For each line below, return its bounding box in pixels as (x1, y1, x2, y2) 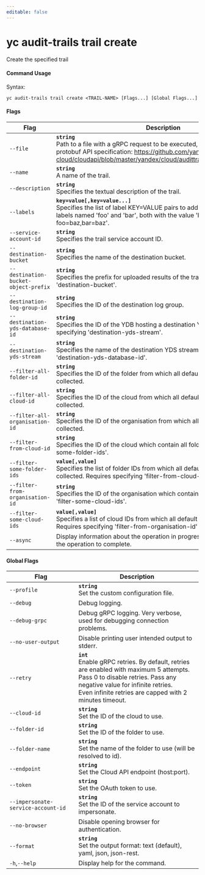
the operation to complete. (56, 540, 132, 548)
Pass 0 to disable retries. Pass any (78, 673, 177, 682)
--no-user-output (9, 639, 60, 646)
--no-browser (9, 822, 48, 829)
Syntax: (6, 83, 26, 91)
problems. (78, 624, 107, 633)
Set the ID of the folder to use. (78, 728, 165, 737)
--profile (9, 587, 38, 594)
